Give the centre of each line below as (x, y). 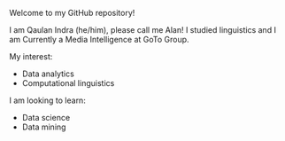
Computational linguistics (68, 83)
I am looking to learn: (47, 100)
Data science (46, 117)
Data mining (44, 127)
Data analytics (48, 74)
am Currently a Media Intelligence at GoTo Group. (99, 39)
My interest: (31, 56)
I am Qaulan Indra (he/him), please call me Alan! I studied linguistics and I (143, 30)
